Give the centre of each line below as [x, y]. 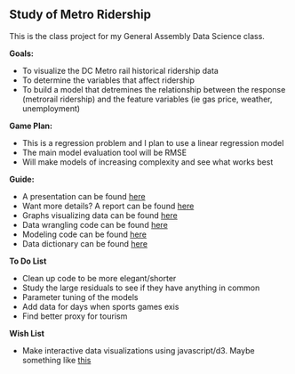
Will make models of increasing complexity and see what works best [147, 162]
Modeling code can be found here [84, 234]
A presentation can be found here [84, 196]
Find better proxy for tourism [75, 316]
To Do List [28, 261]
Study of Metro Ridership [80, 15]
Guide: [22, 179]
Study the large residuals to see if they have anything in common [141, 288]
